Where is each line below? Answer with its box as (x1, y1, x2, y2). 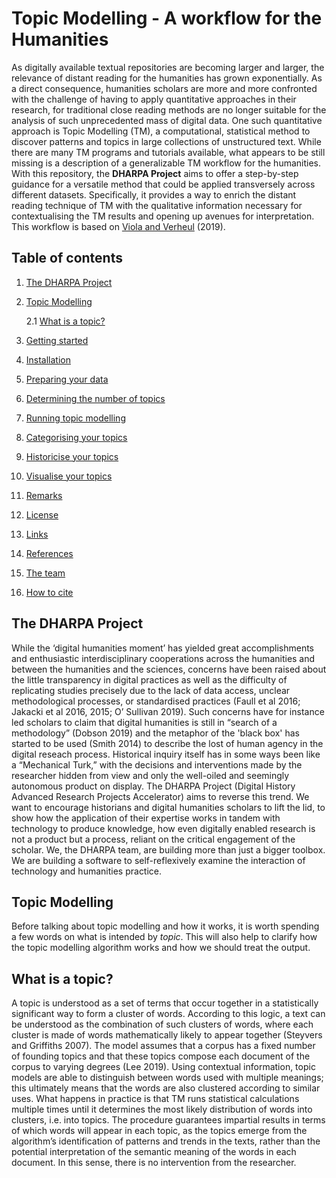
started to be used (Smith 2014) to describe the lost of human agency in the (11, 737, 324, 749)
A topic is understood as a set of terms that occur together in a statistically (11, 997, 319, 1009)
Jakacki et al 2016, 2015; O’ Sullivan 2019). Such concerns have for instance (11, 705, 325, 717)
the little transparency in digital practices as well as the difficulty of (11, 673, 288, 686)
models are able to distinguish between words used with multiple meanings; (11, 1072, 324, 1084)
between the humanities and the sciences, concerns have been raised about (11, 663, 327, 675)
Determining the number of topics (25, 392, 166, 404)
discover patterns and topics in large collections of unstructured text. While (11, 135, 322, 147)
